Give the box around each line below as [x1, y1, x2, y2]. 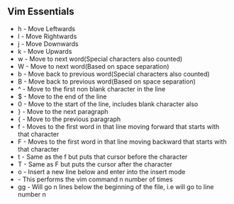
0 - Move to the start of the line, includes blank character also [17, 99, 199, 108]
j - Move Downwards [17, 39, 79, 48]
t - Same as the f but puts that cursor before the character [17, 152, 188, 161]
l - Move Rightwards [17, 32, 77, 40]
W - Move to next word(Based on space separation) [17, 62, 169, 70]
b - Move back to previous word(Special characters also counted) [17, 69, 211, 78]
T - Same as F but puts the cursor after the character [17, 159, 172, 169]
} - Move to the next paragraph [17, 107, 108, 115]
